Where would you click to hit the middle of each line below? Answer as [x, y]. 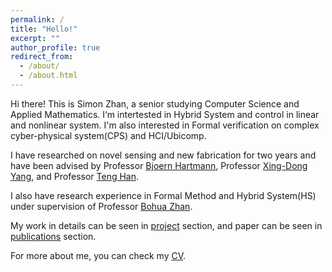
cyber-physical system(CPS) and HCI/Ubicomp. [108, 135]
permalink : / [37, 19]
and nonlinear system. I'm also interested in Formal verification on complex [165, 125]
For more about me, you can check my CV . [98, 255]
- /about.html [48, 76]
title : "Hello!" [44, 29]
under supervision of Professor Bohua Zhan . [101, 206]
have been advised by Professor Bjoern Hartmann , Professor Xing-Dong [159, 165]
